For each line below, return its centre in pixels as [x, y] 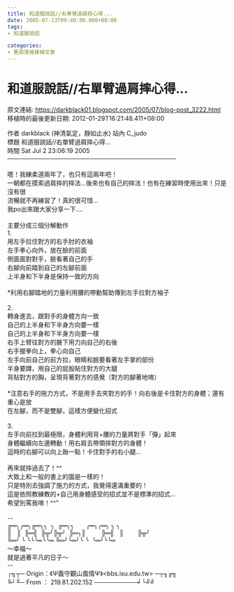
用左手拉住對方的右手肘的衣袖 [50, 241]
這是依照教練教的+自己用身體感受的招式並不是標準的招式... [92, 494]
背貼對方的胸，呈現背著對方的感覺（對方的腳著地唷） [84, 377]
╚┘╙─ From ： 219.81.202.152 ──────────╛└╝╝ [81, 582]
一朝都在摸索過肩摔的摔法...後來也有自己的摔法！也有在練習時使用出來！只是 [117, 183]
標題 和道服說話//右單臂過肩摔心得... [59, 142]
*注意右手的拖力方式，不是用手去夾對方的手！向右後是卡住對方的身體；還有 [116, 393]
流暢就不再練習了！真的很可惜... [53, 200]
